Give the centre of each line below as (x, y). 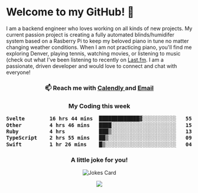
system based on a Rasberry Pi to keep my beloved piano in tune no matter (98, 41)
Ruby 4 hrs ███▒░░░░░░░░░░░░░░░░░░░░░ (91, 131)
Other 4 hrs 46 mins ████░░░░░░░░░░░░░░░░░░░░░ (91, 125)
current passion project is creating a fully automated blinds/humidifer (90, 34)
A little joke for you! (99, 160)
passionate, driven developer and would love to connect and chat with (92, 66)
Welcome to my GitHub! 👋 (70, 12)
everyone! (18, 72)
